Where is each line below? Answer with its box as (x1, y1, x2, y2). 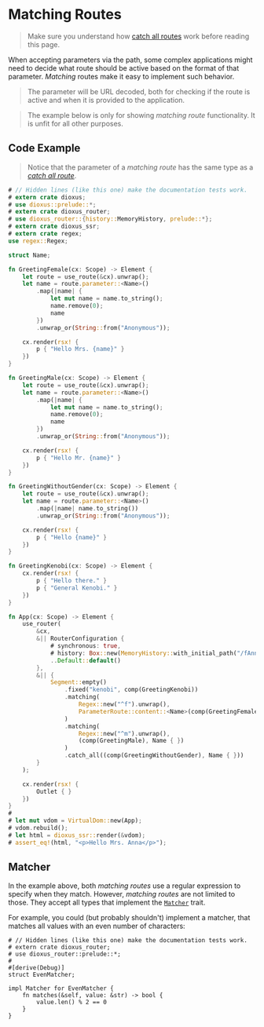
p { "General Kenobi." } (36, 583, 118, 592)
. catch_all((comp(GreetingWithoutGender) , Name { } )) (64, 751, 244, 759)
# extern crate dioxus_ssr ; (8, 222, 101, 231)
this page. (27, 39, 60, 49)
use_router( (22, 620, 61, 628)
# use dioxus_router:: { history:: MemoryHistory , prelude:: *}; (8, 215, 213, 223)
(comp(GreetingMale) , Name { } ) (78, 736, 185, 745)
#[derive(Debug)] (8, 964, 65, 972)
